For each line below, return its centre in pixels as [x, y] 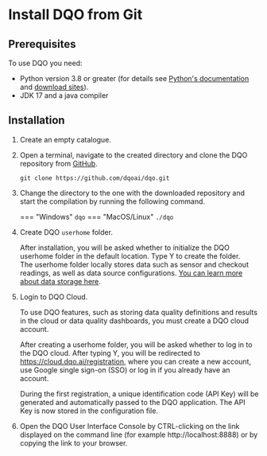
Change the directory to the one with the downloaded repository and [132, 193]
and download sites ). [54, 87]
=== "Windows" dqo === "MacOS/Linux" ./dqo [97, 216]
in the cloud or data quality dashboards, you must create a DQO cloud [134, 321]
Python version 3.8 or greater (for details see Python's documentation [134, 78]
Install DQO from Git [75, 15]
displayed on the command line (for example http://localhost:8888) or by [139, 435]
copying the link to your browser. [74, 442]
